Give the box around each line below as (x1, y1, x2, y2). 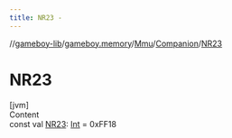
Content (9, 109, 40, 120)
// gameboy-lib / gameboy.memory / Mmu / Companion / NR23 (9, 38, 223, 49)
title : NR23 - (9, 13, 63, 23)
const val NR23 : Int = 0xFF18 (9, 118, 117, 129)
